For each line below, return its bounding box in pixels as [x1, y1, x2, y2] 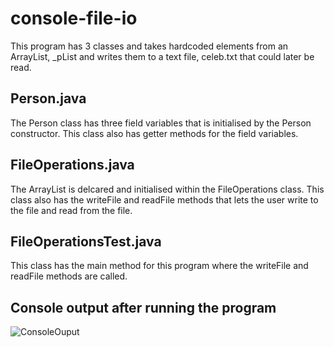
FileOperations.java [10, 157, 135, 174]
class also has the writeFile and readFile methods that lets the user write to [10, 193, 319, 206]
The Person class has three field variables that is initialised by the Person [10, 117, 312, 129]
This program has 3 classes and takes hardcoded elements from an [10, 40, 289, 52]
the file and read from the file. [10, 204, 133, 216]
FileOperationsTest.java [10, 233, 162, 250]
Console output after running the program [10, 299, 277, 316]
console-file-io [10, 7, 138, 30]
